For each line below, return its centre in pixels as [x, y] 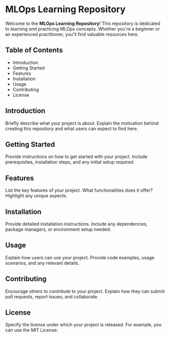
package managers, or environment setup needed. [58, 229]
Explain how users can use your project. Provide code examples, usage [80, 257]
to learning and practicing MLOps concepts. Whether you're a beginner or [82, 28]
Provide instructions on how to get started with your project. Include [76, 157]
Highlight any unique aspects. [36, 196]
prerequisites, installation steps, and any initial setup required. [70, 162]
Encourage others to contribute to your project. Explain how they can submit [85, 291]
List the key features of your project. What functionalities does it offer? [79, 190]
